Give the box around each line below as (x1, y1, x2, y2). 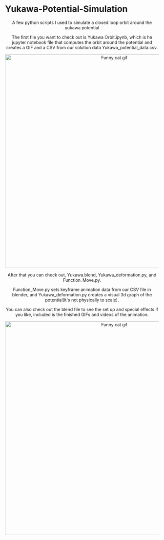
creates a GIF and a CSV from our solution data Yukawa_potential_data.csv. (6, 44, 158, 50)
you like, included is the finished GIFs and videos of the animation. (15, 312, 149, 317)
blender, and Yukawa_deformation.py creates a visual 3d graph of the (12, 291, 152, 297)
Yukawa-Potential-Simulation (5, 3, 128, 15)
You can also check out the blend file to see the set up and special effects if (5, 306, 159, 312)
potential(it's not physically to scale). (45, 297, 119, 303)
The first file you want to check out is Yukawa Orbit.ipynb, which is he (12, 34, 152, 40)
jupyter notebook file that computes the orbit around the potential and (12, 39, 152, 45)
